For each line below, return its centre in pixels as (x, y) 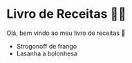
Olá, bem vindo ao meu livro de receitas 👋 (66, 33)
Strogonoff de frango (47, 46)
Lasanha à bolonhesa (47, 53)
